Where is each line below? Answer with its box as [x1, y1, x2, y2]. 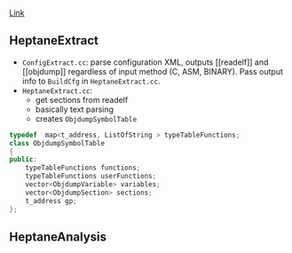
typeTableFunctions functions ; [25, 163, 141, 172]
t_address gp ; [25, 196, 77, 205]
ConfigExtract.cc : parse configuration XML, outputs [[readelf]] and [21, 57, 269, 67]
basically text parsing [35, 104, 114, 115]
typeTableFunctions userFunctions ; [25, 172, 157, 181]
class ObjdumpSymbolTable [9, 138, 105, 147]
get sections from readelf [35, 94, 129, 105]
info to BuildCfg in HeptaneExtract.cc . [21, 75, 161, 86]
